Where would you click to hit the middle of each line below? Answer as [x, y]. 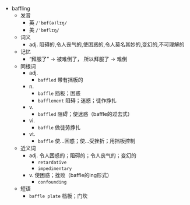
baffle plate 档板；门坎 [58, 196]
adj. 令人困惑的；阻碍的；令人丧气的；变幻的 [83, 155]
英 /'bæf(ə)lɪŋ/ [48, 22]
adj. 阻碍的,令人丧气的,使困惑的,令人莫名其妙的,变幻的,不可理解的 [107, 44]
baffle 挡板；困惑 [59, 93]
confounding [52, 182]
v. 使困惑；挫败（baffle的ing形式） [71, 175]
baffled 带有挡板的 [60, 80]
